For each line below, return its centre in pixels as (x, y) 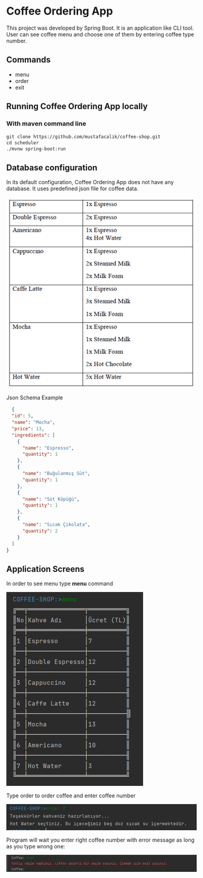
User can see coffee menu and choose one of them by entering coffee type (100, 34)
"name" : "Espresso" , (48, 448)
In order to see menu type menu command (60, 584)
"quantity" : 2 (40, 531)
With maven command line (46, 124)
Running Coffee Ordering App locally (77, 106)
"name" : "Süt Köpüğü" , (51, 499)
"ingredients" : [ (34, 435)
